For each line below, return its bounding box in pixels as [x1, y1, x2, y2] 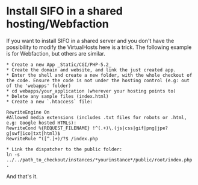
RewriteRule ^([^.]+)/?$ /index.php [6, 135, 98, 141]
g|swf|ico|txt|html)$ [6, 130, 61, 137]
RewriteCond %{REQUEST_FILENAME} [6, 125, 90, 131]
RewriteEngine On [6, 109, 50, 115]
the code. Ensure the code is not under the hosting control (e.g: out [6, 77, 190, 83]
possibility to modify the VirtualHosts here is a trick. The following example [6, 44, 192, 51]
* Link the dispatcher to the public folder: [6, 146, 122, 152]
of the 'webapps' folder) [6, 83, 71, 89]
